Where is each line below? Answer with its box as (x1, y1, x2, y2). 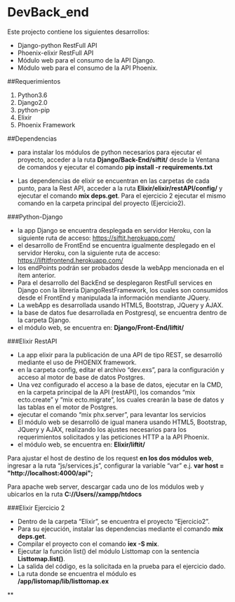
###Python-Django (7, 212, 63, 221)
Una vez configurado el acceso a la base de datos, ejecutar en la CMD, (17, 380, 223, 389)
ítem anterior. (17, 271, 56, 279)
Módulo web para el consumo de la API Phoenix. (17, 63, 158, 72)
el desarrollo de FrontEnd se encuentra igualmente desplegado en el (17, 241, 215, 250)
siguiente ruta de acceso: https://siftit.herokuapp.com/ (17, 233, 175, 242)
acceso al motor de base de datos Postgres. (17, 373, 145, 381)
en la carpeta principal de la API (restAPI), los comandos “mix (17, 388, 196, 396)
